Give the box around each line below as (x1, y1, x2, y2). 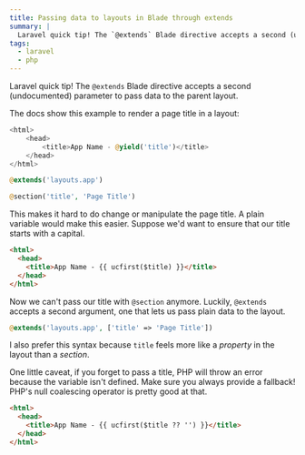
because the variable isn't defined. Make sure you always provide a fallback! (9, 377, 296, 388)
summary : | (9, 22, 51, 31)
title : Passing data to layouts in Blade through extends (9, 13, 233, 23)
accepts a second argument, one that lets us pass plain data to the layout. (9, 306, 286, 317)
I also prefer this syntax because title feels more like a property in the (9, 339, 275, 350)
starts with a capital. (9, 228, 85, 239)
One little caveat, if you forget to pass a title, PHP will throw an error (9, 367, 263, 378)
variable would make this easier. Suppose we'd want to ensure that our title (9, 218, 290, 229)
